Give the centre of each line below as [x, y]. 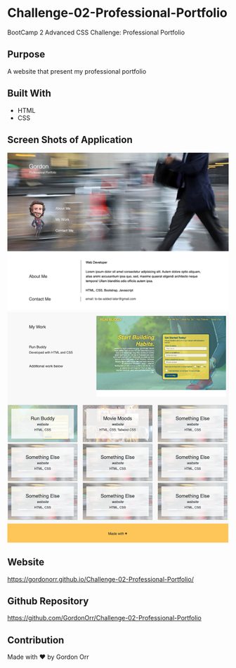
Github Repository [48, 601]
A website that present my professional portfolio [77, 71]
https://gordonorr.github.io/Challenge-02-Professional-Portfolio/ [101, 579]
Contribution [36, 640]
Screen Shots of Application [70, 139]
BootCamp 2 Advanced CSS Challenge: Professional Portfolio [96, 32]
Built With [29, 94]
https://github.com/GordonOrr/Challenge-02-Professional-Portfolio [104, 618]
